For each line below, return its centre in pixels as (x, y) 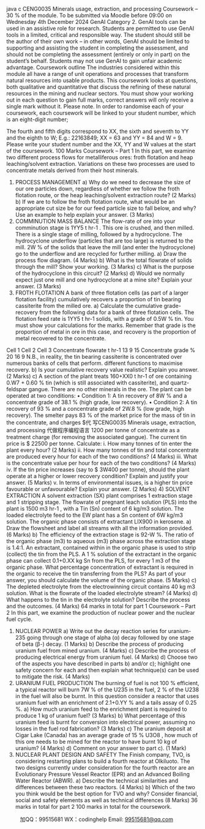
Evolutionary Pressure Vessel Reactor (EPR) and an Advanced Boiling (102, 774)
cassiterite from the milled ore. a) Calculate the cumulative (89, 306)
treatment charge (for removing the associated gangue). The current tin (96, 437)
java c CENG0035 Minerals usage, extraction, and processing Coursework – (102, 9)
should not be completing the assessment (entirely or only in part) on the (98, 54)
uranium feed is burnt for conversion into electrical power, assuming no (105, 722)
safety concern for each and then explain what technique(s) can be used (107, 670)
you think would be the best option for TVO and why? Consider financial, (107, 793)
